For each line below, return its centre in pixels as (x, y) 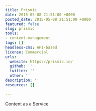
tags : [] (14, 43)
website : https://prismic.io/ (41, 62)
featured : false (22, 24)
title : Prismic (21, 10)
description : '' (22, 80)
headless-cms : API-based (31, 47)
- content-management (28, 38)
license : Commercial (27, 52)
